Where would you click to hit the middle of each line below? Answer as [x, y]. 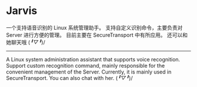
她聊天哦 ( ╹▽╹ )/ [26, 42]
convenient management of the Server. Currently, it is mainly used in [89, 72]
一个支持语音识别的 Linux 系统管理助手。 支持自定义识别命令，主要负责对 [94, 27]
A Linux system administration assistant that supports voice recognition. [93, 59]
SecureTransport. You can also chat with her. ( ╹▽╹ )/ [69, 78]
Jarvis [22, 11]
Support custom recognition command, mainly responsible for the [86, 65]
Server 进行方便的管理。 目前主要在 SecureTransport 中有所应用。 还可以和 [97, 35]
